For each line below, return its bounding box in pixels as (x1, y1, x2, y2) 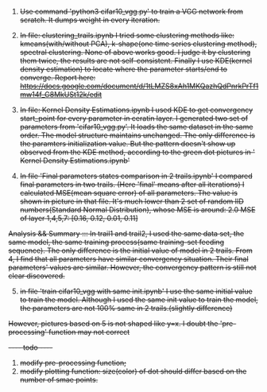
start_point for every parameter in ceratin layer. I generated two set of (19, 114, 249, 122)
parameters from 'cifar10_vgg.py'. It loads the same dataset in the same (19, 122, 253, 131)
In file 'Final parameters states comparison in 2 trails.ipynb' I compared (19, 171, 253, 180)
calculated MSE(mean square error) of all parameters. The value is (19, 188, 238, 197)
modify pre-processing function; (19, 358, 127, 367)
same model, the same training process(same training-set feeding (8, 238, 225, 246)
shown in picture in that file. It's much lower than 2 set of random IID (19, 196, 244, 206)
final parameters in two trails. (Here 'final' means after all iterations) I (19, 180, 245, 189)
